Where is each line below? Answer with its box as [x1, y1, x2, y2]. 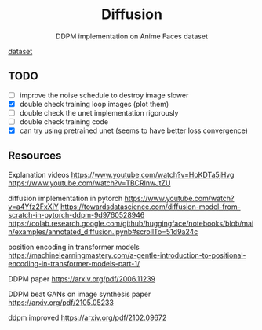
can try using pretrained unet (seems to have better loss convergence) [19, 126, 249, 135]
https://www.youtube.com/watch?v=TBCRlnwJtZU [8, 178, 171, 188]
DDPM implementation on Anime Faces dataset [56, 31, 208, 41]
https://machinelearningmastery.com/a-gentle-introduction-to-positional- [8, 250, 246, 260]
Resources [8, 149, 62, 163]
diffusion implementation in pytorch [8, 193, 123, 203]
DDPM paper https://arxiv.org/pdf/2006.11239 [8, 273, 155, 284]
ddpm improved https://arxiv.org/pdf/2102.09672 [8, 313, 167, 322]
